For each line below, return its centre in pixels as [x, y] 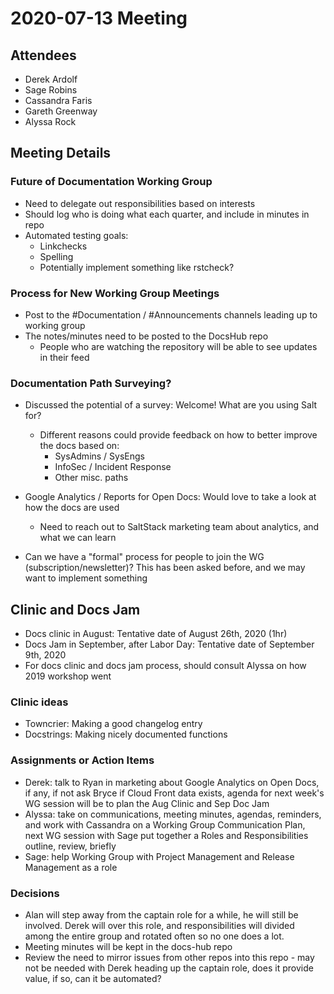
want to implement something [86, 578]
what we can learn [78, 538]
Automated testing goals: [76, 235]
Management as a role [71, 867]
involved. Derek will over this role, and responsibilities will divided [159, 925]
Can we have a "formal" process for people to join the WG [144, 557]
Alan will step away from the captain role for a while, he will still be [161, 914]
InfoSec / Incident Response [113, 467]
